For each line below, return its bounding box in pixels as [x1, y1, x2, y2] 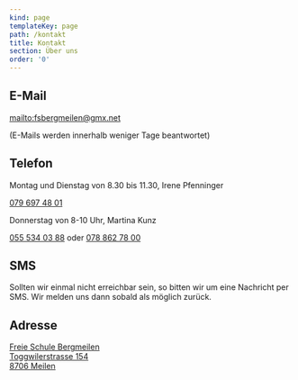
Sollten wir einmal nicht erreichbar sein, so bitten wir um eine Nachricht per [9, 282, 290, 293]
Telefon [9, 156, 53, 171]
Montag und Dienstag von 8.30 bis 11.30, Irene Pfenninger [9, 179, 224, 190]
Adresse [9, 317, 59, 333]
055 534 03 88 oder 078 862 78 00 [9, 231, 141, 243]
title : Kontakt [9, 38, 67, 48]
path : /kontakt [9, 30, 67, 39]
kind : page [9, 13, 50, 23]
